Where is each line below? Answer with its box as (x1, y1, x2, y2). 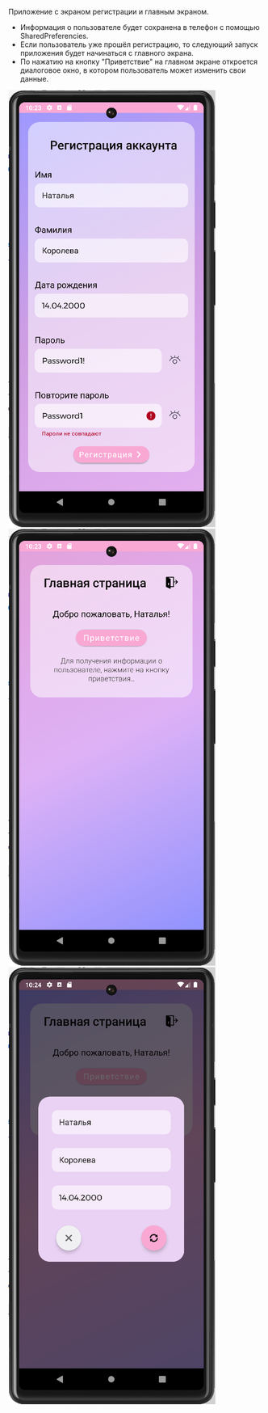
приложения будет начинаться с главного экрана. (19, 49, 194, 57)
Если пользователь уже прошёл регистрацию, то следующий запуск (19, 40, 258, 49)
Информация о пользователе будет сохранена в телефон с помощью (19, 23, 260, 32)
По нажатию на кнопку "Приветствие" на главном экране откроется (19, 57, 258, 66)
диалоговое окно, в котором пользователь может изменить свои (19, 65, 246, 75)
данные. (19, 74, 49, 83)
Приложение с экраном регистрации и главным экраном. (8, 7, 209, 16)
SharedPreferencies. (19, 32, 89, 40)
